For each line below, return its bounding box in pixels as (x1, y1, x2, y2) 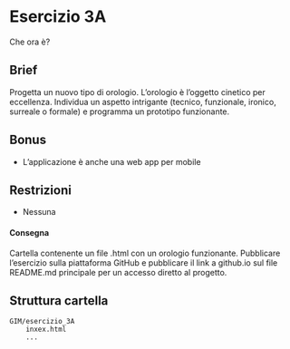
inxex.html (25, 325, 67, 334)
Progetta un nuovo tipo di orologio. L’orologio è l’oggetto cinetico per (9, 86, 266, 97)
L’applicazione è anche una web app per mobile (22, 156, 201, 167)
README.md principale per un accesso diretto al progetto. (9, 267, 227, 277)
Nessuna (22, 207, 56, 218)
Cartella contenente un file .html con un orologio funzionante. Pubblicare (9, 247, 281, 258)
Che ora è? (9, 36, 51, 47)
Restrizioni (9, 182, 72, 198)
